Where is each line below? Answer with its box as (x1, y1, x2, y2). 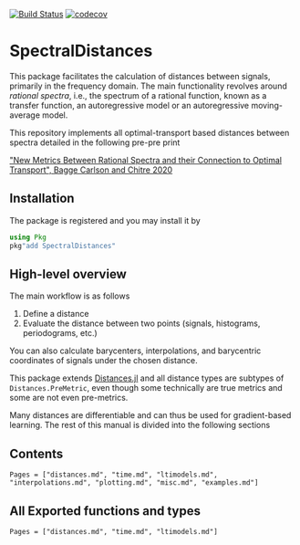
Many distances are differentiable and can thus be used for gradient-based (9, 410, 292, 421)
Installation (9, 191, 75, 206)
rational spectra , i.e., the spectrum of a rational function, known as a (9, 89, 267, 100)
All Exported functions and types (9, 503, 201, 519)
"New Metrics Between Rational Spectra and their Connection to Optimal (9, 154, 283, 165)
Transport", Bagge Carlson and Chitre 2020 (9, 164, 173, 175)
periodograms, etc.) (22, 328, 98, 339)
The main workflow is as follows (9, 290, 130, 301)
